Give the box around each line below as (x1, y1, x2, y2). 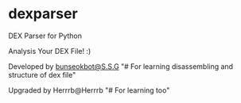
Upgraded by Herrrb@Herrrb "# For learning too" (8, 85, 170, 95)
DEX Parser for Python (8, 31, 82, 40)
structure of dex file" (8, 70, 76, 79)
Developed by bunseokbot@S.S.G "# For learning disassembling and (8, 61, 233, 71)
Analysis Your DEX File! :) (8, 46, 91, 55)
